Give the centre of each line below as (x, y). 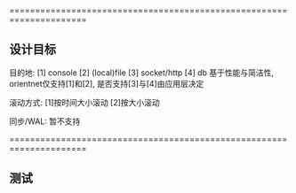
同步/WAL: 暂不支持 (45, 121)
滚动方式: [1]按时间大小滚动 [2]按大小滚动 (84, 102)
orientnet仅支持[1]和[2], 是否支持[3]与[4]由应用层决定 (107, 83)
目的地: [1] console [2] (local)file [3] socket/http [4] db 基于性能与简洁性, (141, 73)
